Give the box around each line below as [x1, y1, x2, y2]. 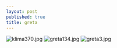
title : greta [6, 19, 38, 25]
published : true [6, 14, 45, 20]
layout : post [6, 8, 38, 15]
